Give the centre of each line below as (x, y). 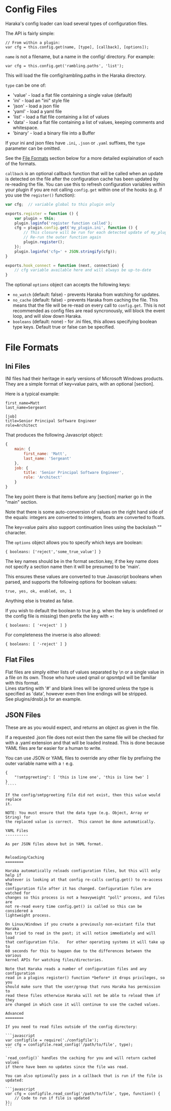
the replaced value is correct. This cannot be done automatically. (81, 822)
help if (13, 875)
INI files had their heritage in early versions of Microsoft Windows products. (85, 378)
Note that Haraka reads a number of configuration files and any (76, 969)
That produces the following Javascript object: (54, 435)
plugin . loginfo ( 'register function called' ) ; (64, 223)
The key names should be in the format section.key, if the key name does (82, 561)
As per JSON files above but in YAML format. (54, 844)
